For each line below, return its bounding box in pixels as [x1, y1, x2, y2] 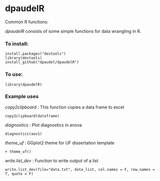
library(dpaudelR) [5, 82, 42, 87]
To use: [5, 71, 23, 78]
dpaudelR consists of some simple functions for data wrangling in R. [5, 28, 142, 34]
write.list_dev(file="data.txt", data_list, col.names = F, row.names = [5, 167, 155, 172]
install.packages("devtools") [5, 51, 66, 56]
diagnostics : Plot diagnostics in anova [5, 122, 82, 128]
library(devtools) [5, 56, 42, 60]
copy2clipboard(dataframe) [5, 113, 60, 119]
